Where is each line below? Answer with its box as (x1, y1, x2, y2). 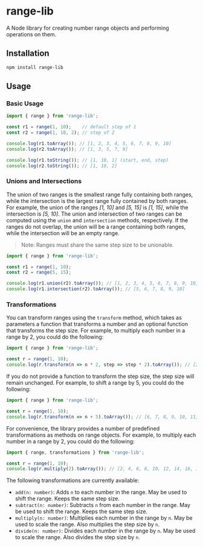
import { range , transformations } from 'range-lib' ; (6, 449, 145, 456)
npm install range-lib (6, 64, 63, 70)
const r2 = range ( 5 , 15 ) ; (6, 270, 71, 276)
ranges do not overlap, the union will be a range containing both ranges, (6, 223, 186, 230)
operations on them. (6, 30, 57, 38)
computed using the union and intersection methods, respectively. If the (6, 216, 188, 224)
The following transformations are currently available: (6, 477, 140, 484)
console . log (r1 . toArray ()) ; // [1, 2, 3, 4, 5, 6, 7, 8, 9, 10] (6, 141, 172, 147)
